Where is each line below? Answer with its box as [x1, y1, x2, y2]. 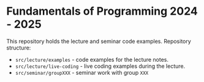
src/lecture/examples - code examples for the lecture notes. [15, 56, 169, 63]
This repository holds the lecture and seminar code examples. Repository [6, 37, 191, 45]
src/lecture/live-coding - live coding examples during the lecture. [15, 62, 186, 70]
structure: [6, 44, 31, 51]
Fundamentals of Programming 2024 [6, 4, 198, 18]
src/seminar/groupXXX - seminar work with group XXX [15, 69, 149, 76]
